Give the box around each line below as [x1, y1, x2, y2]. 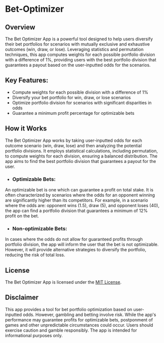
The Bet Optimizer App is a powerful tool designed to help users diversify [5, 36, 153, 42]
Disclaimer [5, 293, 39, 302]
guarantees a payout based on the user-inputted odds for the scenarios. [5, 62, 151, 68]
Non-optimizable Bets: [12, 225, 68, 232]
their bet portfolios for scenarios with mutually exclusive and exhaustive [5, 41, 150, 47]
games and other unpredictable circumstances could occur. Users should [5, 322, 153, 328]
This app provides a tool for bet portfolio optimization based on [5, 306, 133, 312]
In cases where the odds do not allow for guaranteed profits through [5, 237, 143, 242]
